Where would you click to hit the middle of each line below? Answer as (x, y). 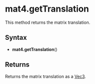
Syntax (16, 38)
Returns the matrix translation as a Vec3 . (46, 76)
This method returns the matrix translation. (48, 22)
